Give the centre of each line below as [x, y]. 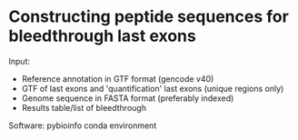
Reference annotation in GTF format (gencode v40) [118, 78]
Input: [20, 61]
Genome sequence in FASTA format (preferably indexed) [128, 98]
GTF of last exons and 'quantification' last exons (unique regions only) [153, 88]
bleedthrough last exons [102, 36]
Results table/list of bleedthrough [84, 107]
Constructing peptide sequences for [149, 17]
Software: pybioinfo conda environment [83, 125]
